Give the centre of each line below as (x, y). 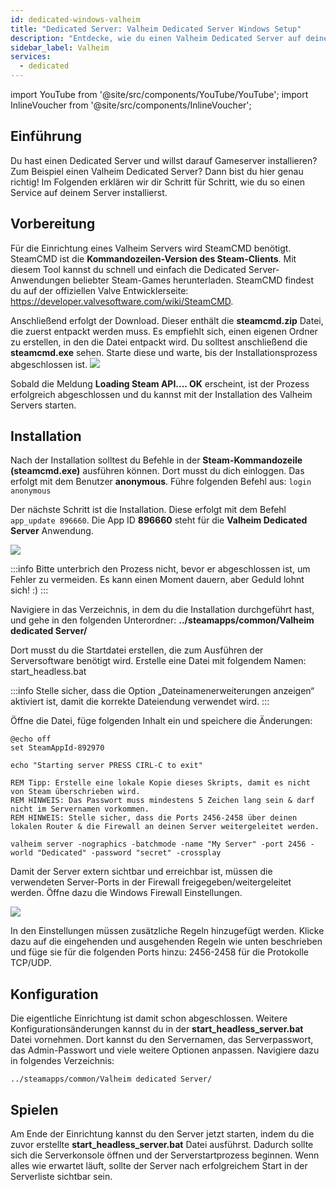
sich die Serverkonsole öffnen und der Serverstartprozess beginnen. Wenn (165, 1155)
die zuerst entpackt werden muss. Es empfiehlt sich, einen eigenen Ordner (164, 331)
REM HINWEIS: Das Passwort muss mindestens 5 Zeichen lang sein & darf (162, 801)
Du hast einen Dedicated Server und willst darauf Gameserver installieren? (164, 160)
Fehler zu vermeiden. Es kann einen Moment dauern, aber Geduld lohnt (157, 580)
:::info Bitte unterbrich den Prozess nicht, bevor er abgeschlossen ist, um (160, 569)
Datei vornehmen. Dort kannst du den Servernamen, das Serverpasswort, (162, 1040)
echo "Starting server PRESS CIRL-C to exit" (106, 766)
